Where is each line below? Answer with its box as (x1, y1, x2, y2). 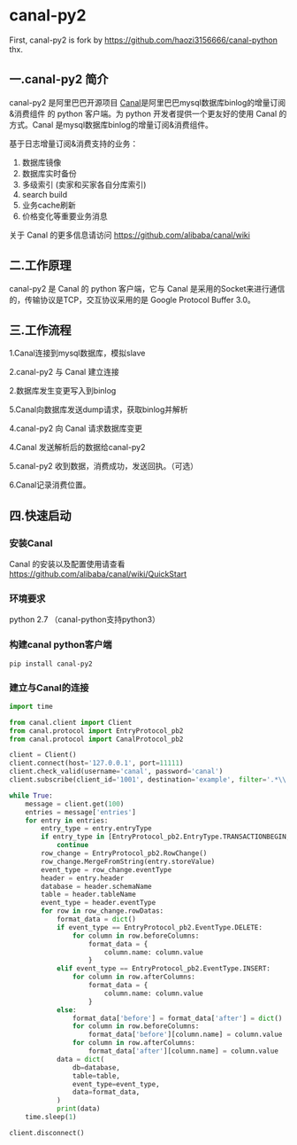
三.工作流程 (9, 323, 72, 338)
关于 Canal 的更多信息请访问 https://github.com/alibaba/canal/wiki (9, 230, 250, 240)
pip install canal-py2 (9, 659, 93, 668)
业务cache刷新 (21, 199, 77, 210)
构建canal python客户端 (9, 639, 112, 651)
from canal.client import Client (9, 718, 133, 727)
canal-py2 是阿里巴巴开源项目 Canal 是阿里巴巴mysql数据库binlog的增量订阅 (9, 97, 286, 107)
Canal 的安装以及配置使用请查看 (9, 559, 126, 570)
